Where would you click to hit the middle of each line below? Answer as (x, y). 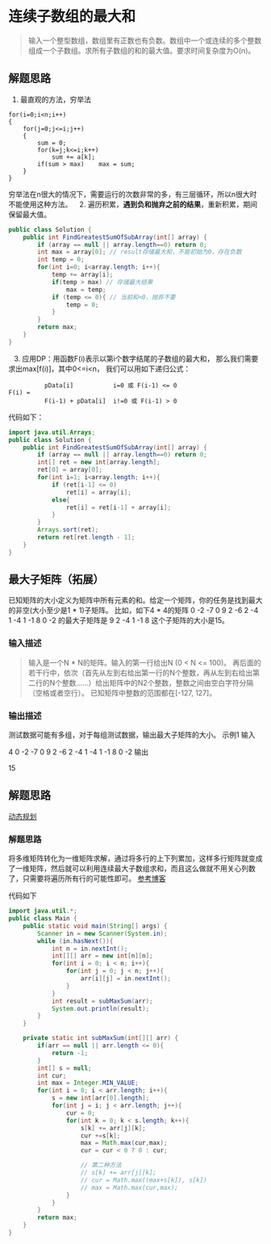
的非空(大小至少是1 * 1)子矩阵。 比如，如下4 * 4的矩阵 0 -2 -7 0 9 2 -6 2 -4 (133, 611)
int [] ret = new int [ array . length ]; (99, 462)
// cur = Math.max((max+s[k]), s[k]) (144, 1180)
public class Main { (43, 919)
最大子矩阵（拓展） (56, 580)
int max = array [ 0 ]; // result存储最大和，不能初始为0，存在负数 (140, 252)
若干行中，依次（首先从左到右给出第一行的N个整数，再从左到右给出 (140, 672)
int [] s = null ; (65, 1068)
